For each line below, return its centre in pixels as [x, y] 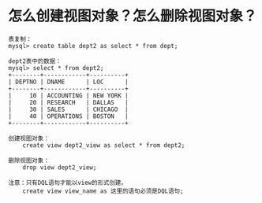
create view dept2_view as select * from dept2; [104, 145]
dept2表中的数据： [35, 61]
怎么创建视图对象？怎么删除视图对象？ [133, 16]
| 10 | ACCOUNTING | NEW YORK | [68, 95]
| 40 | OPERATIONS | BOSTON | [68, 116]
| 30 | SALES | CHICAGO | [68, 109]
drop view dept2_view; [60, 167]
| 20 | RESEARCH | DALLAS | [68, 102]
